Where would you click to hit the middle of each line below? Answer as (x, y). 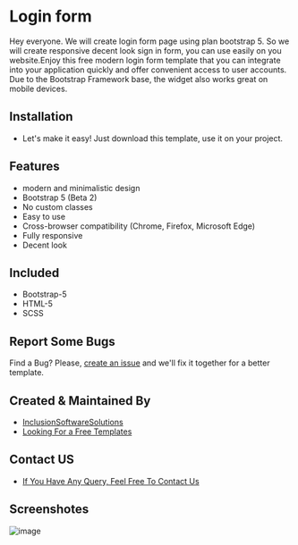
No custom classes (57, 206)
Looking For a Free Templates (77, 432)
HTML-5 (38, 304)
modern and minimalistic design (81, 188)
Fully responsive (52, 235)
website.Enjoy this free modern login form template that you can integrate (145, 60)
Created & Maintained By (80, 401)
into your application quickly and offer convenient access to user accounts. (148, 70)
